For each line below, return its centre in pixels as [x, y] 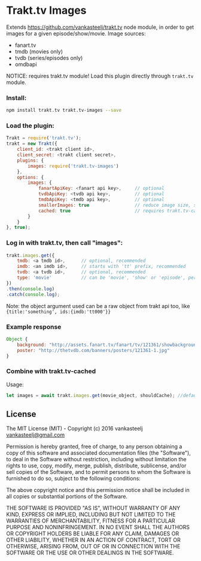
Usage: [15, 384]
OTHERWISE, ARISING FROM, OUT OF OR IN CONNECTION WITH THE [93, 547]
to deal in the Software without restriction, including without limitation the [96, 459]
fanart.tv [25, 45]
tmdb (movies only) [39, 51]
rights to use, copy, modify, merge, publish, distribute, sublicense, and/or [96, 465]
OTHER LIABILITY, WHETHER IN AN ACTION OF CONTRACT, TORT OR [93, 540]
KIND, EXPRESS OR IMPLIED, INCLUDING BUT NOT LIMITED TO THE [91, 515]
